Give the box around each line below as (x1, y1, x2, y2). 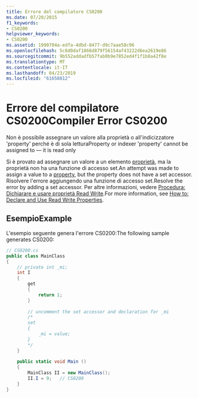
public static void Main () (17, 358, 86, 365)
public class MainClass (6, 253, 66, 259)
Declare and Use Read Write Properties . (6, 196, 104, 203)
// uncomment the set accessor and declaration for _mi (27, 309, 169, 315)
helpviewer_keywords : (6, 31, 60, 37)
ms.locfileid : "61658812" (6, 75, 70, 81)
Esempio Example (6, 214, 72, 224)
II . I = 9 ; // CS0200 (27, 375, 84, 381)
